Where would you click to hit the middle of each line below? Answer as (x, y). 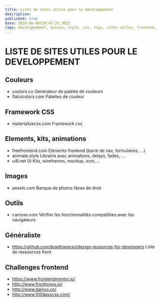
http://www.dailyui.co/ (34, 289)
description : (18, 14)
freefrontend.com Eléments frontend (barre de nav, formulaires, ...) (79, 151)
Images (16, 176)
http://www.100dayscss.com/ (41, 294)
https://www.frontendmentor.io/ (44, 279)
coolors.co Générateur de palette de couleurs (57, 92)
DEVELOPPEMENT (43, 62)
